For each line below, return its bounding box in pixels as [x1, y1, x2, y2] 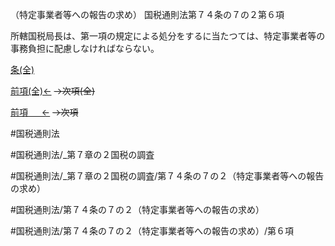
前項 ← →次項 [10, 106, 79, 118]
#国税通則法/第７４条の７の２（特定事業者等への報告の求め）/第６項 [10, 225, 294, 237]
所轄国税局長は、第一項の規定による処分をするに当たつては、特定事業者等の [10, 30, 326, 42]
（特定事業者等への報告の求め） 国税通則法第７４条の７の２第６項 [10, 9, 285, 20]
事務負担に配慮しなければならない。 [10, 43, 160, 54]
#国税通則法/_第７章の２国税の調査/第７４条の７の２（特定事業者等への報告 [10, 170, 325, 182]
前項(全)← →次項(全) [10, 85, 96, 97]
